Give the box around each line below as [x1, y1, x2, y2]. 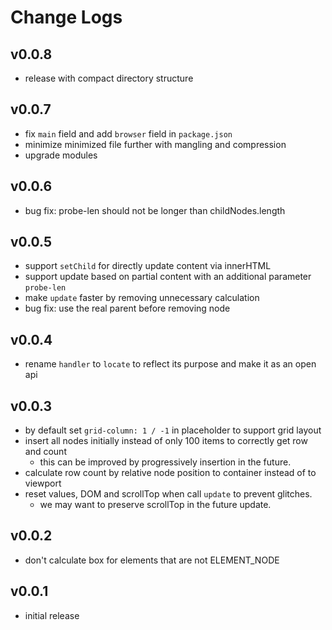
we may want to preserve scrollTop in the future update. [39, 499, 272, 511]
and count [24, 446, 67, 458]
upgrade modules [24, 149, 98, 161]
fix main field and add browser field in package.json [24, 127, 233, 140]
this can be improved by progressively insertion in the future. [39, 456, 292, 468]
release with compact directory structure [24, 72, 194, 84]
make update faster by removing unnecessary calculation [24, 292, 260, 304]
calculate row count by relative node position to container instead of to [24, 467, 317, 479]
